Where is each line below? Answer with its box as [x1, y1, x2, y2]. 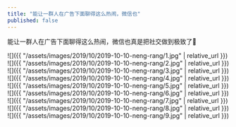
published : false [7, 17, 58, 24]
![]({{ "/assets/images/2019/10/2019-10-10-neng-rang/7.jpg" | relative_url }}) [7, 96, 228, 104]
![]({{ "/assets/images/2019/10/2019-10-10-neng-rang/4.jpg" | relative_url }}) [7, 73, 230, 82]
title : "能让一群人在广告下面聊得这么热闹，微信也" [7, 10, 141, 18]
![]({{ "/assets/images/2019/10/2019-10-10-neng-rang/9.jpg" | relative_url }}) [7, 111, 230, 120]
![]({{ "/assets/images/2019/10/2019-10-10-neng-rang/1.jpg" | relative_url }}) [7, 51, 228, 60]
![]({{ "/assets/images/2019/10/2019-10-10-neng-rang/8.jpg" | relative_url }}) [7, 104, 230, 112]
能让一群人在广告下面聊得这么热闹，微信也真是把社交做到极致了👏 [7, 37, 197, 46]
